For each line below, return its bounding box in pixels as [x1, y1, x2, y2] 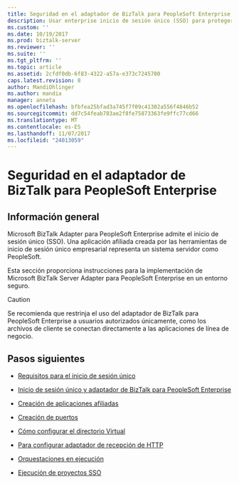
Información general [7, 211, 100, 223]
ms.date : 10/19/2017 [7, 30, 69, 38]
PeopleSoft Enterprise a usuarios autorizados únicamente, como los [7, 317, 206, 326]
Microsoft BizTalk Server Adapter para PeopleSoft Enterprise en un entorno [7, 274, 228, 283]
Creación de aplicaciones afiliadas [17, 399, 119, 408]
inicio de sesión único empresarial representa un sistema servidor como [7, 245, 219, 253]
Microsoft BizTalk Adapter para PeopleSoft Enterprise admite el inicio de [7, 230, 219, 238]
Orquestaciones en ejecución [17, 455, 105, 463]
